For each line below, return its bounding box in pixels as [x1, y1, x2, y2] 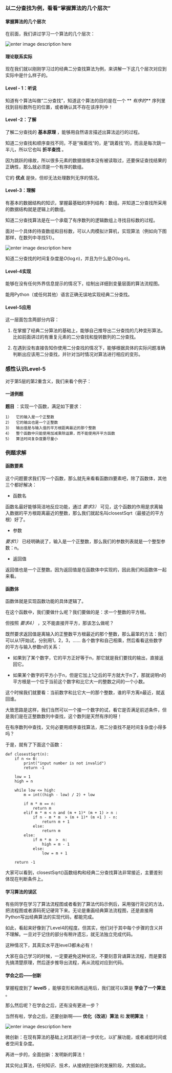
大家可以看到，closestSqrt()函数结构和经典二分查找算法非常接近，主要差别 [5, 869, 163, 875]
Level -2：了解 [5, 117, 37, 123]
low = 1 [14, 774, 31, 780]
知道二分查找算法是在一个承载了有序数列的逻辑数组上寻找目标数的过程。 [5, 217, 158, 223]
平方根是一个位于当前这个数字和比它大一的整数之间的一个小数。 [12, 678, 147, 685]
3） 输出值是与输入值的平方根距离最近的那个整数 [5, 425, 96, 431]
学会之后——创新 [5, 972, 41, 978]
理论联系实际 [5, 53, 32, 60]
